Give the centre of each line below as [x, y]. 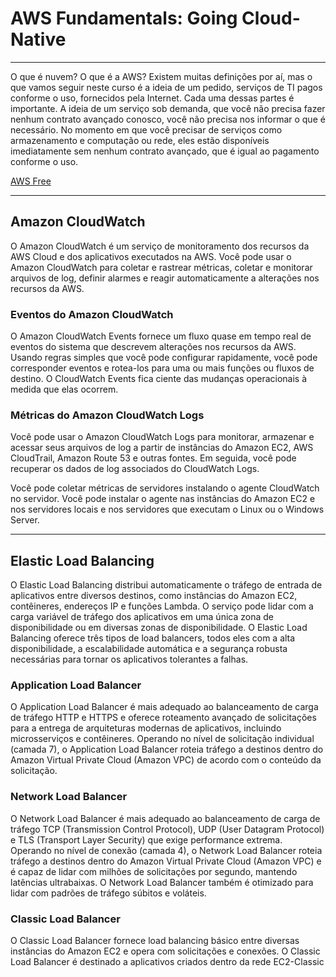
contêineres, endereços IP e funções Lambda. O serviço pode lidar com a [162, 606]
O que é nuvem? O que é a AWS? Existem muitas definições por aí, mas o [161, 76]
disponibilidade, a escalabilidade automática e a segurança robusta [149, 649]
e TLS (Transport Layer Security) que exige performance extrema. [146, 839]
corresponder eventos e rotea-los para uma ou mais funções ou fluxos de [162, 368]
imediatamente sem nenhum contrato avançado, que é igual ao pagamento [165, 151]
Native [38, 39]
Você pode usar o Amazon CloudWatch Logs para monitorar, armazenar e [162, 437]
